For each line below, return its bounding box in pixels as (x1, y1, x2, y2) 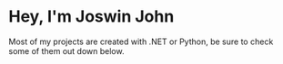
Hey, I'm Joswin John (8, 6, 175, 27)
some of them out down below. (8, 45, 125, 56)
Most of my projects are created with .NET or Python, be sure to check (8, 36, 274, 47)
